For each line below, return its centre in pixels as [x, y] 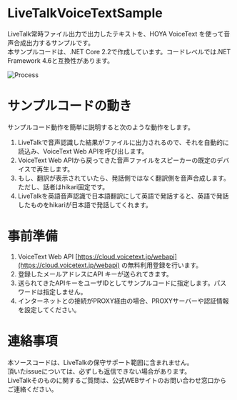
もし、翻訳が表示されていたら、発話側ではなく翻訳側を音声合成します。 [123, 178]
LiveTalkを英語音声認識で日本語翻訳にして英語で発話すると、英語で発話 [123, 196]
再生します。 [55, 169]
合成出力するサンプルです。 [54, 42]
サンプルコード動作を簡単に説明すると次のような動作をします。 [101, 127]
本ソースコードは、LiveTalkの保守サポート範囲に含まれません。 [100, 362]
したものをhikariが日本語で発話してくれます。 [85, 204]
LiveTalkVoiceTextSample [85, 13]
